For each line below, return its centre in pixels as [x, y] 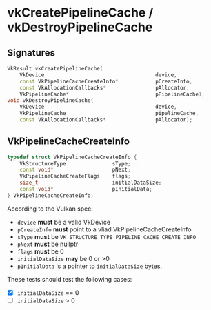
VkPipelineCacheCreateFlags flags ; [75, 176]
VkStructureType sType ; [75, 163]
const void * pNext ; [75, 170]
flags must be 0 [40, 251]
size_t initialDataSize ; [91, 183]
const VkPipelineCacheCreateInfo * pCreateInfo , [106, 81]
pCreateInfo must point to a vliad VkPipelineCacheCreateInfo [104, 229]
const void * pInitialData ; [86, 189]
